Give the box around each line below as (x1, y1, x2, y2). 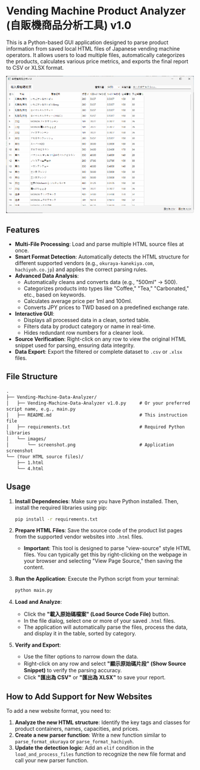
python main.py (14, 588, 53, 594)
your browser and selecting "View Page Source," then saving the (23, 557, 183, 565)
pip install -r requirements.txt (14, 516, 98, 522)
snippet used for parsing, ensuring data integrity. (14, 341, 135, 349)
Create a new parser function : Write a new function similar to (14, 731, 167, 739)
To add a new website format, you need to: (6, 707, 111, 715)
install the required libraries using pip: (14, 504, 108, 511)
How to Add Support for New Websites (6, 691, 152, 702)
